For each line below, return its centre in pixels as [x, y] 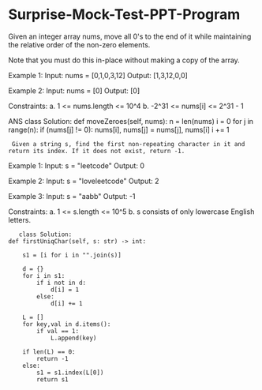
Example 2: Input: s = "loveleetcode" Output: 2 [84, 181]
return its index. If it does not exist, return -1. [97, 151]
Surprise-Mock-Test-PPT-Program [124, 15]
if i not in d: [62, 283]
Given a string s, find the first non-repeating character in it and [128, 144]
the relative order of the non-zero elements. [79, 44]
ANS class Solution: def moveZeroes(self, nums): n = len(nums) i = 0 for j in [131, 121]
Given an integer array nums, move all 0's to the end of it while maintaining [130, 36]
